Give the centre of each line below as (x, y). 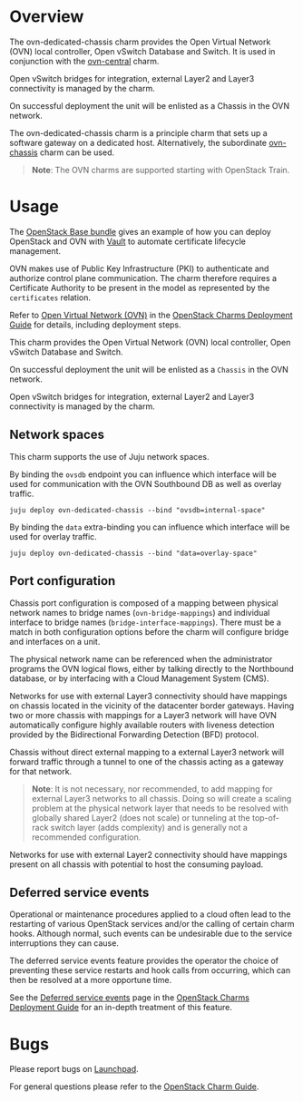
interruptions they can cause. (64, 943)
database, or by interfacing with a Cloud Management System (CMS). (139, 678)
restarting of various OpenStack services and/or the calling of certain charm (152, 924)
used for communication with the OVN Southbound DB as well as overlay (146, 483)
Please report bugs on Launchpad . (74, 1069)
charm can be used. (77, 152)
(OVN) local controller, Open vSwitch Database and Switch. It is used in (142, 51)
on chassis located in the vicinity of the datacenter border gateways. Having (152, 706)
